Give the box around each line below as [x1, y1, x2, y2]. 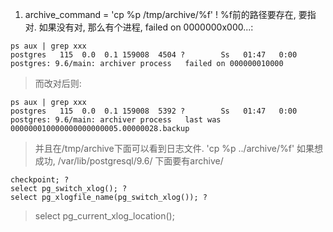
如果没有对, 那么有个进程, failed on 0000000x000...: [38, 21, 254, 33]
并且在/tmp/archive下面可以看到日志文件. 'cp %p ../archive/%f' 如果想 [34, 143, 324, 154]
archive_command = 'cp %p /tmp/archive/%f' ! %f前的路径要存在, [24, 9, 297, 20]
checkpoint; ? [10, 175, 70, 185]
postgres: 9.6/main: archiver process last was [10, 115, 222, 125]
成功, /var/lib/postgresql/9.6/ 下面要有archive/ [34, 155, 224, 167]
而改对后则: [34, 78, 82, 89]
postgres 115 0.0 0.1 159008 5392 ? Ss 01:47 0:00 [10, 106, 298, 116]
